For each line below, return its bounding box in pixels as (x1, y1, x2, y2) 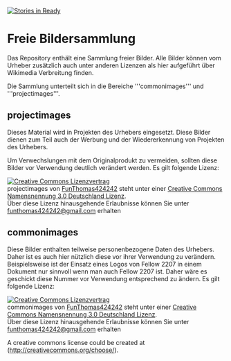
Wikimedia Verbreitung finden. (7, 68, 94, 76)
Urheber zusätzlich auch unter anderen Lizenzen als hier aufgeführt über (7, 61, 216, 69)
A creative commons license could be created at (7, 338, 145, 346)
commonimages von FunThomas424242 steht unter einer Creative (7, 303, 197, 311)
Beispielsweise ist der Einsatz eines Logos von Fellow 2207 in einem (7, 260, 202, 268)
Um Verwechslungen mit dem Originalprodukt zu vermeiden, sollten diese (7, 156, 218, 165)
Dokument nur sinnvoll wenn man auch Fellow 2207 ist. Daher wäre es (7, 267, 207, 276)
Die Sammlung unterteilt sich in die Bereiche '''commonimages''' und (7, 82, 204, 90)
